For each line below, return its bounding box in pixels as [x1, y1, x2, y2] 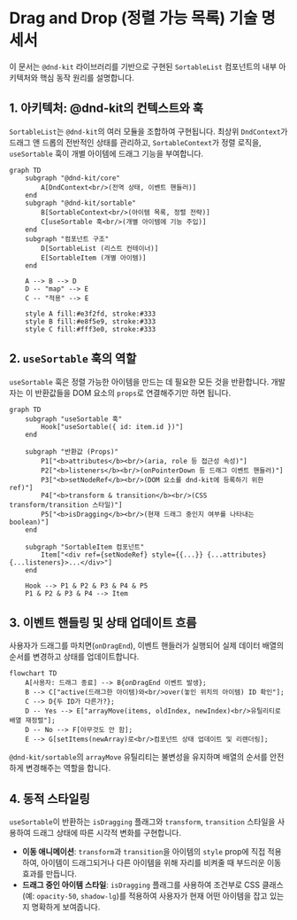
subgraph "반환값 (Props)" [25, 447, 119, 456]
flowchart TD [9, 669, 57, 678]
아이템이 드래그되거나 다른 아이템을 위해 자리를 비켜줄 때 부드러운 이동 [41, 857, 282, 869]
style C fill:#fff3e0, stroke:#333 [25, 324, 156, 333]
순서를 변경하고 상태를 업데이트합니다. [9, 651, 140, 662]
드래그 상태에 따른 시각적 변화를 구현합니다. [32, 828, 182, 838]
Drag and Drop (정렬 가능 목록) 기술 [9, 8, 258, 28]
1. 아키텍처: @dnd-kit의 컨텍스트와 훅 [9, 101, 204, 116]
